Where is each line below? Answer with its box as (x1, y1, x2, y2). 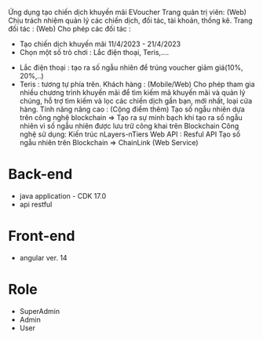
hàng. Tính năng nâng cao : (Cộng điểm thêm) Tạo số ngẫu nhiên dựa (19, 104, 245, 114)
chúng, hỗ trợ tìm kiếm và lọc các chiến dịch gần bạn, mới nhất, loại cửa (19, 97, 253, 105)
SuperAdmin (19, 306, 60, 315)
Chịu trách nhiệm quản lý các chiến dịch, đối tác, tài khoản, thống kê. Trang (8, 16, 253, 25)
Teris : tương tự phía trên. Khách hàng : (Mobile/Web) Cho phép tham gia (19, 79, 255, 89)
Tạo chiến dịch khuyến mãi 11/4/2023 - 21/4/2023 (19, 39, 181, 49)
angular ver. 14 (19, 253, 68, 262)
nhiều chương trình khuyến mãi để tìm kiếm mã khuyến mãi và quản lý (19, 88, 246, 97)
